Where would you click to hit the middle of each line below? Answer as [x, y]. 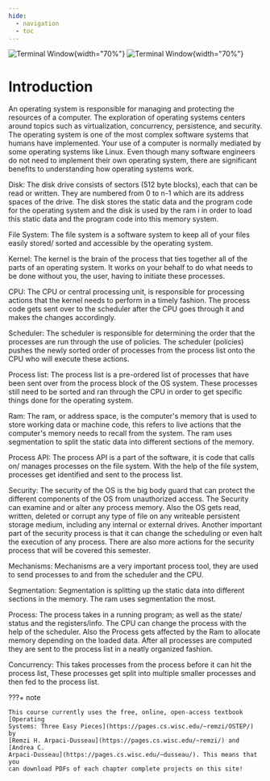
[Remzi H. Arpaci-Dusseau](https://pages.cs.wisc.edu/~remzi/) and [124, 741]
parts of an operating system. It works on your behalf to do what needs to [131, 268]
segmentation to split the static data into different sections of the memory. [131, 442]
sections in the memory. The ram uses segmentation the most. [112, 599]
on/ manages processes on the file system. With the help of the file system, [134, 466]
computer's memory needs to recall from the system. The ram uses [120, 433]
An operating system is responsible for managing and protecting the [122, 109]
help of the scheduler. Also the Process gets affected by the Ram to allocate [134, 632]
